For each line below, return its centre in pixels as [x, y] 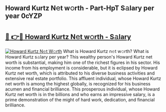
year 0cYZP [24, 16]
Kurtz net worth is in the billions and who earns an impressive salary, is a [80, 94]
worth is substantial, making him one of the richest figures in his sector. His [82, 62]
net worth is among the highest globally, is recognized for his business [78, 84]
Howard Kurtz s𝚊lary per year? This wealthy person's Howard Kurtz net [79, 57]
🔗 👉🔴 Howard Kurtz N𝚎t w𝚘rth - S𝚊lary [68, 37]
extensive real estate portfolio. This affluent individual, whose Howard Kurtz [83, 78]
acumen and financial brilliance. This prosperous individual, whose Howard [82, 89]
